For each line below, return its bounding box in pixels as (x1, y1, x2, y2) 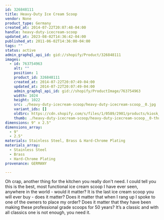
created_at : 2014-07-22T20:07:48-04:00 (5, 25, 86, 30)
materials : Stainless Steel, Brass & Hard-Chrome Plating (5, 138, 125, 144)
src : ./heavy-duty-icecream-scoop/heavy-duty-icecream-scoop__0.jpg (14, 102, 156, 107)
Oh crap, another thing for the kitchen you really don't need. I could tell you (5, 179, 156, 184)
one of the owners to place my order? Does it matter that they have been (5, 199, 151, 205)
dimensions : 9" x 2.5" (5, 120, 51, 125)
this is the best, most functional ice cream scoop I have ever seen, (5, 183, 138, 190)
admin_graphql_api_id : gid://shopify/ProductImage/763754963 (14, 89, 141, 93)
